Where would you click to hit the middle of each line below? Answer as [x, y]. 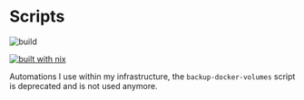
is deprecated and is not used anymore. [83, 86]
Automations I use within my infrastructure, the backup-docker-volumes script [152, 76]
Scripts [37, 17]
